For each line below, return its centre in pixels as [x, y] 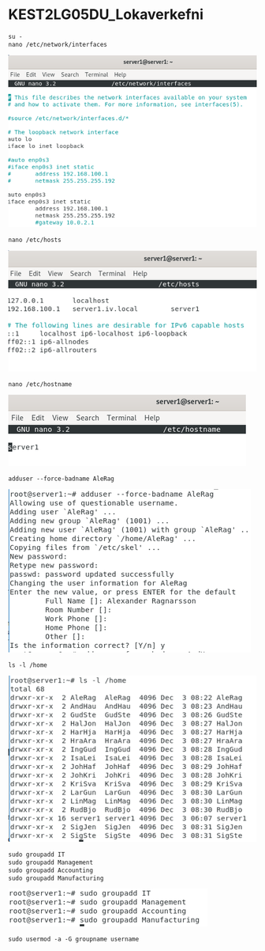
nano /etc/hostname [40, 385]
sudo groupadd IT [37, 855]
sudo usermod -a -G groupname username [74, 939]
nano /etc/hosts [35, 240]
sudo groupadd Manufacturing [56, 879]
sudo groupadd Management [50, 863]
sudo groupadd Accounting [50, 871]
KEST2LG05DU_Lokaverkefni [106, 15]
